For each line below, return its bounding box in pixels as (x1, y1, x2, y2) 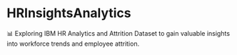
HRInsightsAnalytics (6, 5, 131, 21)
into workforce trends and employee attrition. (6, 39, 140, 48)
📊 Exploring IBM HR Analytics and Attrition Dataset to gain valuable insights (6, 29, 230, 37)
